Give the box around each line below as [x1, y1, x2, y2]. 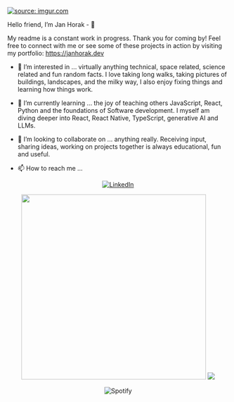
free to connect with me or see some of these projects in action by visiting [7, 42, 223, 49]
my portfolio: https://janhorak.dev [7, 49, 104, 57]
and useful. [17, 150, 51, 158]
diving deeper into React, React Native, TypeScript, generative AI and [17, 114, 219, 122]
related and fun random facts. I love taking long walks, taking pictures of [17, 71, 227, 78]
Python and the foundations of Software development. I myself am [17, 106, 210, 114]
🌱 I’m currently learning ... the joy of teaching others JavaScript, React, [17, 99, 223, 107]
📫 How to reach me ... [17, 164, 83, 172]
